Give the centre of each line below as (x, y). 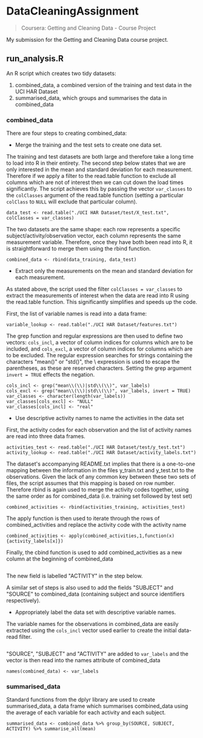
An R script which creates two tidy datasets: (61, 73)
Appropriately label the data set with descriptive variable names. (95, 612)
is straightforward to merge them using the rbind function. (79, 249)
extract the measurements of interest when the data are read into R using (98, 295)
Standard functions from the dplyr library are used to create (81, 700)
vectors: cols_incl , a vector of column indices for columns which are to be (100, 343)
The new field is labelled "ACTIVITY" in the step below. (75, 576)
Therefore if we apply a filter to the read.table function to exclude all (92, 176)
